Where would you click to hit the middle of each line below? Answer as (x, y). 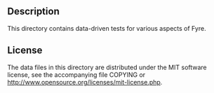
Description (33, 12)
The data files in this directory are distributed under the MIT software (107, 67)
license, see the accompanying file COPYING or (76, 74)
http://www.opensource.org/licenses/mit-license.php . (85, 82)
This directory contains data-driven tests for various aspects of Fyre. (107, 28)
